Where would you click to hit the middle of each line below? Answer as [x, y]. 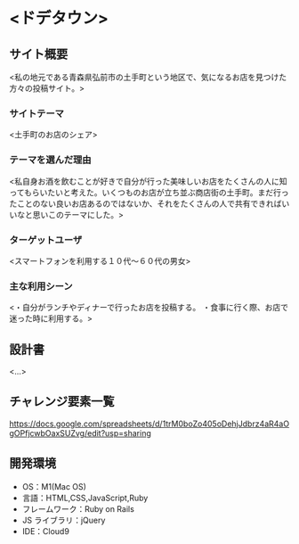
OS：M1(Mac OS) [54, 486]
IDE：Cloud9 [45, 531]
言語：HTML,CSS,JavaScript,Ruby [85, 498]
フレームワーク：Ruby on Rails [78, 508]
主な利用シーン [41, 286]
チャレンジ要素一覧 [62, 402]
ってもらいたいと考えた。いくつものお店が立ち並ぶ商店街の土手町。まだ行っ [149, 192]
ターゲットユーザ [46, 240]
